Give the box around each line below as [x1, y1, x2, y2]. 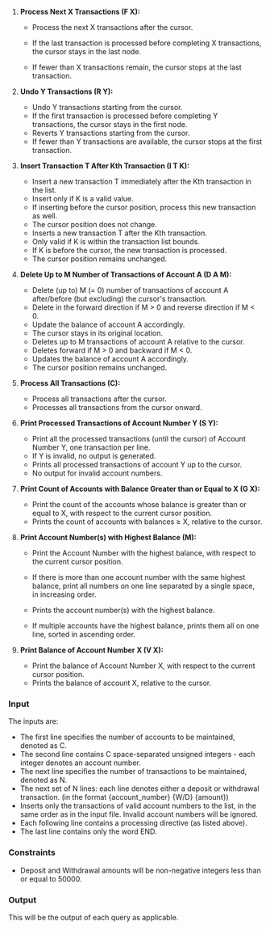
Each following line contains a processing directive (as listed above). [19, 818, 247, 828]
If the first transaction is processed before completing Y [31, 111, 218, 120]
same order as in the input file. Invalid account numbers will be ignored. [19, 810, 258, 819]
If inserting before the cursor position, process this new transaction [31, 202, 256, 212]
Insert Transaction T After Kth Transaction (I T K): [19, 161, 190, 171]
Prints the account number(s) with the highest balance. [31, 606, 215, 615]
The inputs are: [8, 717, 59, 726]
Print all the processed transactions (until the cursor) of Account [31, 434, 246, 443]
